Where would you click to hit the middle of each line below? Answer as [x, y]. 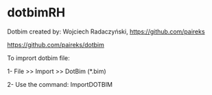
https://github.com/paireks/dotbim [56, 44]
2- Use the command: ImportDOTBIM [60, 84]
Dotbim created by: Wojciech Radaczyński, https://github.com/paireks [106, 31]
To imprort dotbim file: [38, 58]
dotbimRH [36, 13]
